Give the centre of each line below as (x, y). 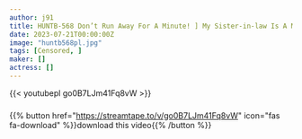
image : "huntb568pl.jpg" (56, 43)
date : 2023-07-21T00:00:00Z (62, 34)
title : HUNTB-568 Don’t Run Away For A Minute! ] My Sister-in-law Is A (148, 26)
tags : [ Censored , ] (46, 51)
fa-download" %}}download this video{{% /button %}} (111, 125)
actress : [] (31, 68)
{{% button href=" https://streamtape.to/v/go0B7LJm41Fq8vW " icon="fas (145, 115)
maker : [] (28, 59)
